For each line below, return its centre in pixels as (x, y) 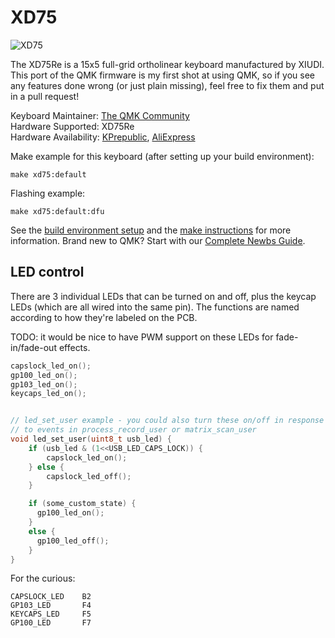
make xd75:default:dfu (57, 211)
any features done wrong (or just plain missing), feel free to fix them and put (167, 85)
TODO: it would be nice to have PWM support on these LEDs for (142, 337)
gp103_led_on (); (44, 384)
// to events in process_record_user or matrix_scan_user (133, 430)
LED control (47, 272)
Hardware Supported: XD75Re (72, 126)
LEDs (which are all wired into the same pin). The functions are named (155, 307)
